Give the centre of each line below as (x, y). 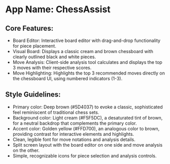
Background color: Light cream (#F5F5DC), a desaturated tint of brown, (88, 118)
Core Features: (29, 28)
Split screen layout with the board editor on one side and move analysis (88, 145)
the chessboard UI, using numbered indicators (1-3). (67, 78)
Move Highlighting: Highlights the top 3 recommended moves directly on (89, 73)
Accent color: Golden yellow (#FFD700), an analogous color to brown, (86, 128)
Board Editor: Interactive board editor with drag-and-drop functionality (87, 40)
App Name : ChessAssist (58, 9)
